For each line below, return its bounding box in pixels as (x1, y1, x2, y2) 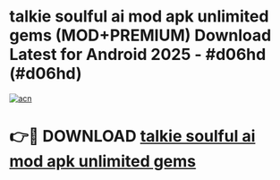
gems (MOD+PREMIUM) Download (9, 25, 272, 46)
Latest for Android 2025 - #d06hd (9, 45, 267, 64)
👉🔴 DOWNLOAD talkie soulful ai (9, 126, 256, 147)
